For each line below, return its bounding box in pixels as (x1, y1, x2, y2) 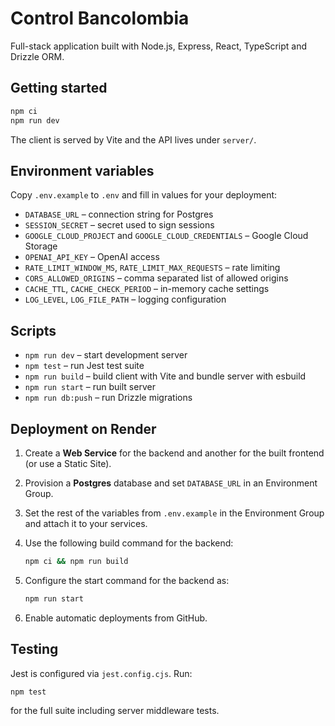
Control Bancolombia (10, 7, 190, 30)
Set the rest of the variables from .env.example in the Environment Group (24, 507, 325, 519)
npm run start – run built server (24, 381, 156, 393)
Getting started (10, 80, 108, 97)
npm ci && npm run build (24, 556, 129, 566)
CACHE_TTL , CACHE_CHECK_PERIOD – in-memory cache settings (24, 283, 270, 295)
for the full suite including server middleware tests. (10, 705, 220, 717)
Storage (24, 240, 58, 252)
